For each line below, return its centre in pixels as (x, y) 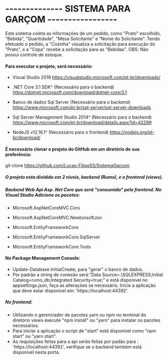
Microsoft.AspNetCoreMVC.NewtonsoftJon (57, 217)
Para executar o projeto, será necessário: (49, 66)
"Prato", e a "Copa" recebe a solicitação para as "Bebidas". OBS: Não (77, 49)
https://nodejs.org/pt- (132, 132)
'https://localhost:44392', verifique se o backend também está (77, 346)
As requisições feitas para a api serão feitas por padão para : (75, 341)
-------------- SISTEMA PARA (68, 9)
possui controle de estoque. (34, 54)
